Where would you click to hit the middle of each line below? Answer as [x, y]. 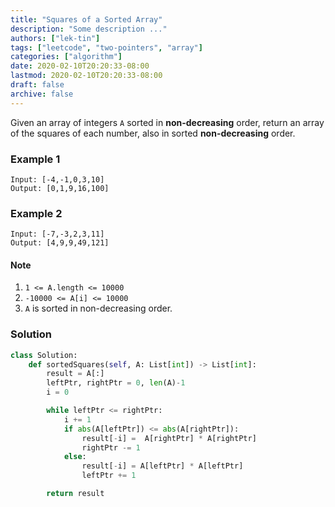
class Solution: [44, 355]
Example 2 [36, 213]
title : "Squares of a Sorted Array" [86, 19]
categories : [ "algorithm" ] [66, 57]
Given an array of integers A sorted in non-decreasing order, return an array [167, 122]
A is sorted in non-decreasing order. [98, 308]
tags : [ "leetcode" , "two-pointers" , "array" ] [106, 47]
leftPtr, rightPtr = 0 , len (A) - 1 [116, 383]
